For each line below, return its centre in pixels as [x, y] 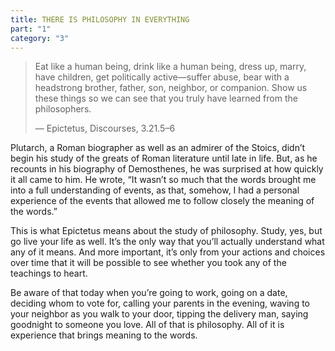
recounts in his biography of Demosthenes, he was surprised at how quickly [167, 169]
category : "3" [40, 38]
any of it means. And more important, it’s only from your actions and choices [168, 252]
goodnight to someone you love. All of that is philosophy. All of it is [147, 325]
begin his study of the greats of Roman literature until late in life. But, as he [164, 158]
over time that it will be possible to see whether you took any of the [148, 263]
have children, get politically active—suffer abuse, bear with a [162, 77]
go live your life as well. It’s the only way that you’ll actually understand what [167, 242]
